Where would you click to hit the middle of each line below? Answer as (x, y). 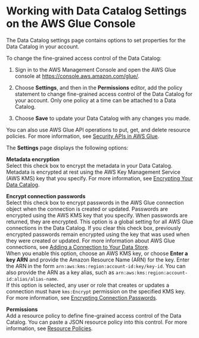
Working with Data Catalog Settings (97, 11)
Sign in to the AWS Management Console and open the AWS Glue (95, 69)
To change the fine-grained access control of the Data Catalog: (84, 58)
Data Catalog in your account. (43, 47)
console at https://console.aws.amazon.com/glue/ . (77, 76)
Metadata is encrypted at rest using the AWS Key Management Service (93, 172)
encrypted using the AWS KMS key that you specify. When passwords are (97, 215)
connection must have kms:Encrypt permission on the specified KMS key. (96, 291)
